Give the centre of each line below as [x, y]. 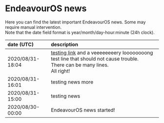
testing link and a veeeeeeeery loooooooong [102, 53]
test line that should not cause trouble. [95, 59]
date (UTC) [21, 44]
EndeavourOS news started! [83, 110]
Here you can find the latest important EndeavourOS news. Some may [75, 22]
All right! [61, 71]
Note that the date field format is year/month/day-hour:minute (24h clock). [80, 32]
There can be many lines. [80, 65]
